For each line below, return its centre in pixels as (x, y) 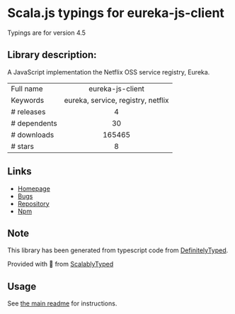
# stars (22, 146)
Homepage (34, 189)
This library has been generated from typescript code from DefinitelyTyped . (118, 250)
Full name (27, 89)
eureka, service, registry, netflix (116, 100)
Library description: (52, 55)
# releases (28, 111)
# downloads (33, 135)
